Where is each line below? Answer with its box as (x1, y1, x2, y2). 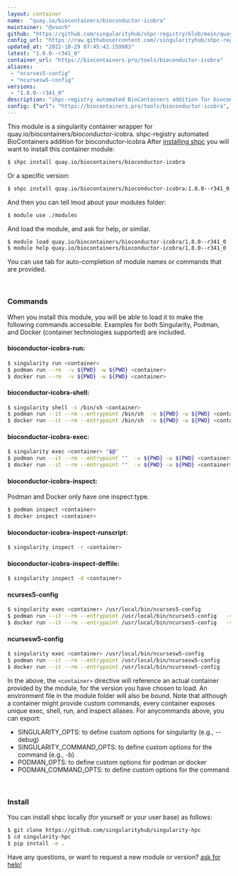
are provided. (7, 265, 47, 274)
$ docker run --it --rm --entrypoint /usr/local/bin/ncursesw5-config (7, 663, 220, 670)
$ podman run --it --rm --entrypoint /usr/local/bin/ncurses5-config (7, 613, 217, 620)
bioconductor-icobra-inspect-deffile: (7, 559, 120, 567)
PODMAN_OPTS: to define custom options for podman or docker (17, 758, 207, 766)
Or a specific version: (7, 171, 70, 179)
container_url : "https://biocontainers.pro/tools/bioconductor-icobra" (7, 57, 223, 64)
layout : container (7, 10, 62, 18)
